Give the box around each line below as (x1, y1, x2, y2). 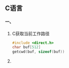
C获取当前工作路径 (12, 30, 50, 36)
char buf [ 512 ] (12, 45, 41, 50)
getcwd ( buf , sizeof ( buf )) (12, 49, 65, 54)
